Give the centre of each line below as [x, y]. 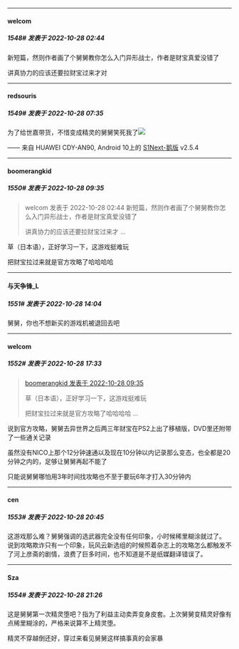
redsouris [22, 96]
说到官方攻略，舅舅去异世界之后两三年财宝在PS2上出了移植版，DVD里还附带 [119, 428]
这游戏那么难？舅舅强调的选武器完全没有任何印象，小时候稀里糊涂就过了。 [116, 536]
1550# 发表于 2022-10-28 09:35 [56, 188]
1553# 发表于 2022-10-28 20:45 [56, 517]
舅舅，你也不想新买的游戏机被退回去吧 [63, 323]
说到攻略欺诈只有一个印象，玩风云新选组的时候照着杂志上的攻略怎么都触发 [116, 545]
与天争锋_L [23, 286]
